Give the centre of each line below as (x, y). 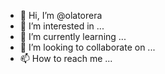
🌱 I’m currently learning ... (73, 36)
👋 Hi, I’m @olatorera (61, 15)
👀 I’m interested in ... (62, 26)
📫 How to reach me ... (66, 58)
